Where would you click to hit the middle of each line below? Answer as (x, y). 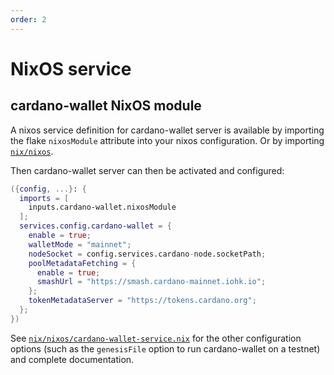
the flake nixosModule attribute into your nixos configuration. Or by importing (167, 140)
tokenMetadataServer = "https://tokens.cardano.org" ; (142, 301)
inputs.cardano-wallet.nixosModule (102, 207)
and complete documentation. (72, 359)
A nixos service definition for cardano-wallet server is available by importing (167, 130)
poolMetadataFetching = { (82, 263)
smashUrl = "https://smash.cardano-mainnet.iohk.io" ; (151, 282)
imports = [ (44, 198)
